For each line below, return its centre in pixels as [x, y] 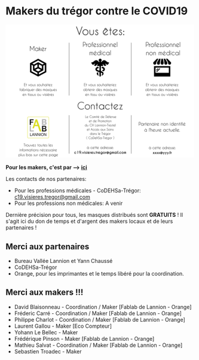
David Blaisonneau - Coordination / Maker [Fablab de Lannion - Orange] [103, 307]
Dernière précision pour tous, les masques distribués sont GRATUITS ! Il [94, 215]
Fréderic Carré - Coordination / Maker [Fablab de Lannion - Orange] [98, 313]
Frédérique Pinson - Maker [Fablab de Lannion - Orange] [84, 338]
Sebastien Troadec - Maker [48, 351]
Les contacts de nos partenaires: [46, 179]
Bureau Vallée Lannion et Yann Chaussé [63, 261]
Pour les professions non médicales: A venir [68, 203]
